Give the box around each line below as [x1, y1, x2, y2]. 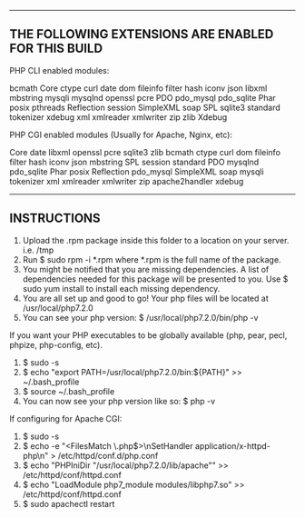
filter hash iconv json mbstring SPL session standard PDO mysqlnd [9, 156, 260, 167]
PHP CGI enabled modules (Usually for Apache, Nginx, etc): [9, 129, 233, 140]
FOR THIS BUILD [9, 41, 103, 56]
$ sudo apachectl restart [22, 498, 115, 509]
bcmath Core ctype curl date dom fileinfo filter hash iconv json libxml [9, 83, 268, 94]
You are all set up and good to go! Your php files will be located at [22, 293, 270, 304]
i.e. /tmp [22, 244, 54, 255]
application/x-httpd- [194, 440, 271, 451]
